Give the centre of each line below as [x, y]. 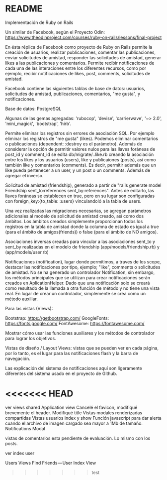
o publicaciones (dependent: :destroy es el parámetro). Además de [74, 144]
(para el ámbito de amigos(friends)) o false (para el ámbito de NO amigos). [82, 232]
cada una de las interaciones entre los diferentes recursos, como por [76, 68]
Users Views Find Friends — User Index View [50, 463]
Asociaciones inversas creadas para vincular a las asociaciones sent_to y [80, 241]
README [24, 9]
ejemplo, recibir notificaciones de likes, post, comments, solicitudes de [78, 73]
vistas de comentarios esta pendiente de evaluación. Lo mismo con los [78, 438]
